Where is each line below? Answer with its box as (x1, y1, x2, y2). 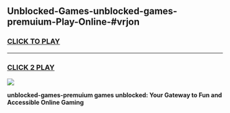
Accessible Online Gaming (7, 98, 84, 106)
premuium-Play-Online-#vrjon (7, 16, 140, 28)
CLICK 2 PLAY (7, 62, 55, 72)
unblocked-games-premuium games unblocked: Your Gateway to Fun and (7, 90, 222, 99)
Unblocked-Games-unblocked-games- (7, 5, 178, 17)
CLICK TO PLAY (7, 37, 60, 47)
